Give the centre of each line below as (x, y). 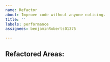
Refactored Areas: (35, 54)
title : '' (16, 19)
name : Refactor (21, 10)
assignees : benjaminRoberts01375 (41, 29)
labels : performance (27, 24)
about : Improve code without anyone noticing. (56, 15)
